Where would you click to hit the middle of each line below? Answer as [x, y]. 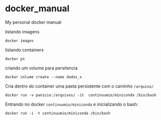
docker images [20, 41]
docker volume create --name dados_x [44, 77]
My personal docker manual [33, 22]
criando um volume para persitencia [41, 68]
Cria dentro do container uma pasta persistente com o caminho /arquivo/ [80, 86]
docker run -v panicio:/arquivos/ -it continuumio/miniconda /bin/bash [81, 95]
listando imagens [22, 31]
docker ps [15, 59]
